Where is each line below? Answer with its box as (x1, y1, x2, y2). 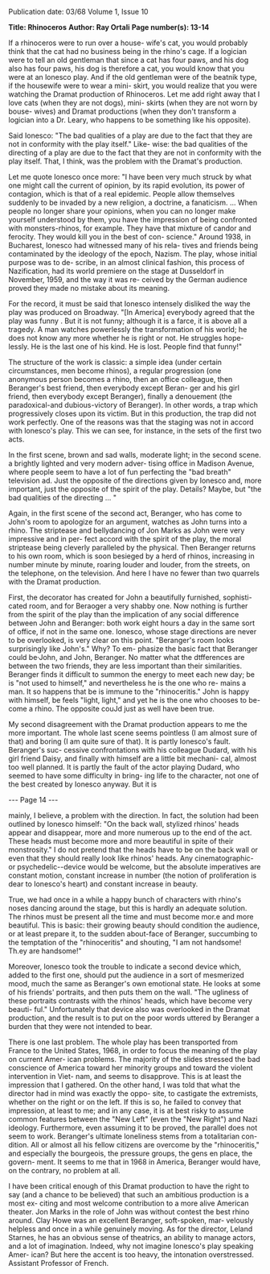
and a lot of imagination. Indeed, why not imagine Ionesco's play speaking (8, 1241, 254, 1251)
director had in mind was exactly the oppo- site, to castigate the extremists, (8, 1089, 259, 1098)
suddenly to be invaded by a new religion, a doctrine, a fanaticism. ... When (8, 197, 258, 207)
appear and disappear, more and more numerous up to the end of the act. (8, 828, 252, 837)
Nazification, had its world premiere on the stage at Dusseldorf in (8, 266, 224, 276)
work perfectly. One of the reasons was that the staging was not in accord (8, 417, 255, 426)
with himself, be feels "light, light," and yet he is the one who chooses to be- (8, 695, 261, 704)
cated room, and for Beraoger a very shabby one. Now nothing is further (8, 601, 248, 611)
